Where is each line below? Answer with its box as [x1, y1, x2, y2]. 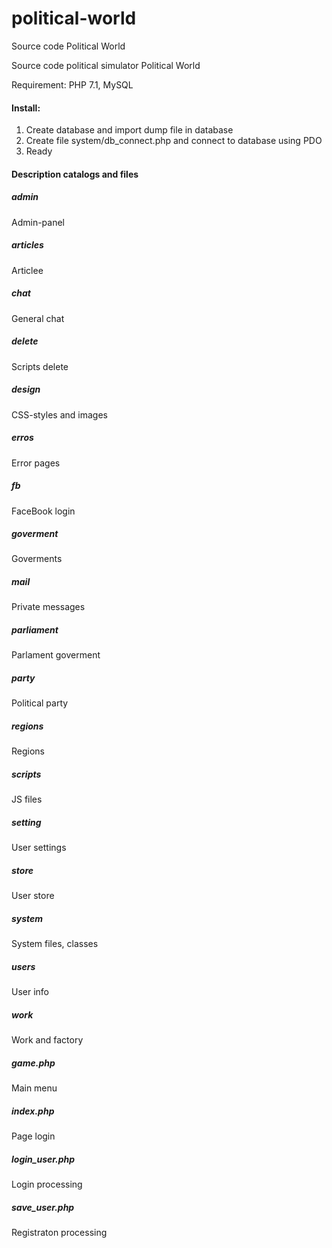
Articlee [11, 264, 44, 276]
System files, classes [11, 938, 99, 950]
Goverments [11, 553, 63, 565]
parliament [11, 624, 59, 636]
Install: [11, 102, 41, 114]
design [11, 383, 41, 396]
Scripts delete [11, 360, 69, 372]
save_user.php [11, 1201, 75, 1213]
